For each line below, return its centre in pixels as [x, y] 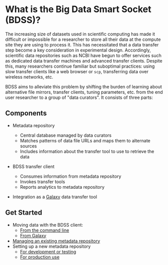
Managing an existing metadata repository [56, 241]
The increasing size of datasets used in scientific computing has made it [80, 34]
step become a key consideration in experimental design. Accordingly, [78, 50]
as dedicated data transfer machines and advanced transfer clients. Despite [84, 61]
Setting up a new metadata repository [52, 246]
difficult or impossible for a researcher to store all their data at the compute [83, 39]
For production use [40, 257]
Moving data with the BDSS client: [48, 225]
